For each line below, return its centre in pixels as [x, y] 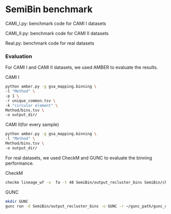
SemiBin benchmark [49, 9]
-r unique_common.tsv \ [31, 101]
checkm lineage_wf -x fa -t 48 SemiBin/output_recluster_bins [74, 182]
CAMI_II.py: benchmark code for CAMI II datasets [57, 33]
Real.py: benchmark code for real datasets [50, 43]
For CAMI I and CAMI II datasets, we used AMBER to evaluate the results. [82, 68]
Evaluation [19, 56]
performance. [20, 163]
